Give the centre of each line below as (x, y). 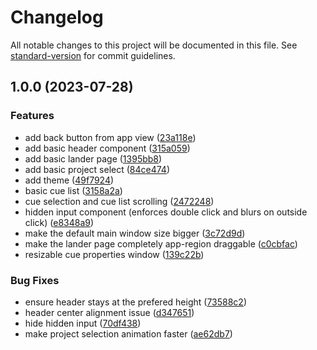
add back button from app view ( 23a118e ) (110, 137)
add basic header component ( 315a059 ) (107, 148)
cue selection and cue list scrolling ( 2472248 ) (119, 201)
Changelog (57, 17)
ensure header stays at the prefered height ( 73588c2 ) (136, 302)
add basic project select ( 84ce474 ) (97, 169)
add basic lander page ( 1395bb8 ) (93, 158)
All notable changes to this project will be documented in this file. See (154, 45)
